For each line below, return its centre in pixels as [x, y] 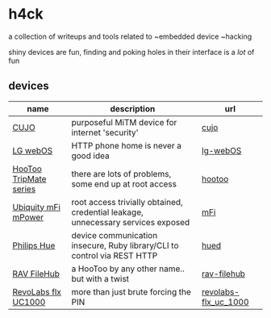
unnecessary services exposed [131, 222]
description [133, 108]
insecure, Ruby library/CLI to [125, 245]
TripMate [29, 178]
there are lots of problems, [121, 174]
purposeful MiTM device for [124, 122]
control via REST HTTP [115, 255]
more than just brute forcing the [131, 291]
